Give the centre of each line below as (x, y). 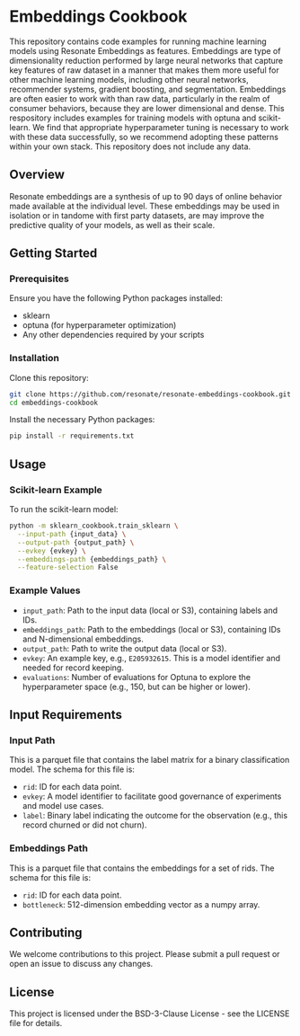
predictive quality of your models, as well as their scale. (112, 225)
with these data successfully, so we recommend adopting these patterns (144, 137)
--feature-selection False (68, 568)
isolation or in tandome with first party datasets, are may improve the (137, 215)
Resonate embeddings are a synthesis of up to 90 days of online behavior (146, 196)
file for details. (36, 1023)
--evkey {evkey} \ (52, 551)
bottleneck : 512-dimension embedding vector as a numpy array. (141, 904)
